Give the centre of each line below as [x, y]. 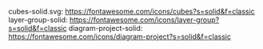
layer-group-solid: [38, 20]
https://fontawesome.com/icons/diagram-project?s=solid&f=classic [120, 36]
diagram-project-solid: [106, 28]
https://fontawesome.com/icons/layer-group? [144, 20]
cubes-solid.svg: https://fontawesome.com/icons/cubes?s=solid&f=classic [132, 11]
